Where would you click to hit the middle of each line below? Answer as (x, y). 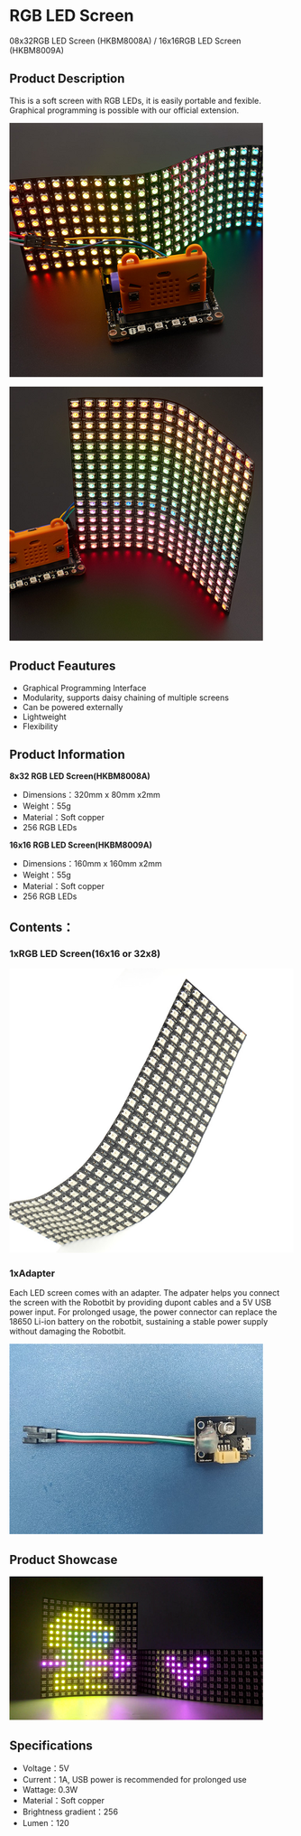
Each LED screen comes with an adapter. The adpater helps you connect (145, 1293)
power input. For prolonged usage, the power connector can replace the (143, 1312)
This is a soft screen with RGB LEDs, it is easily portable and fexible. (135, 100)
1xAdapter (32, 1273)
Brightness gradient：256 (70, 1812)
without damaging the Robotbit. (68, 1331)
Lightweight (44, 717)
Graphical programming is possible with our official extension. (124, 110)
